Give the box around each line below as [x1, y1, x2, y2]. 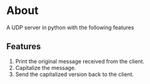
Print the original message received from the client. [15, 57, 145, 65]
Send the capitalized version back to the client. [15, 71, 134, 78]
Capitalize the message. [15, 64, 77, 71]
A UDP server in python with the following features [6, 24, 135, 31]
